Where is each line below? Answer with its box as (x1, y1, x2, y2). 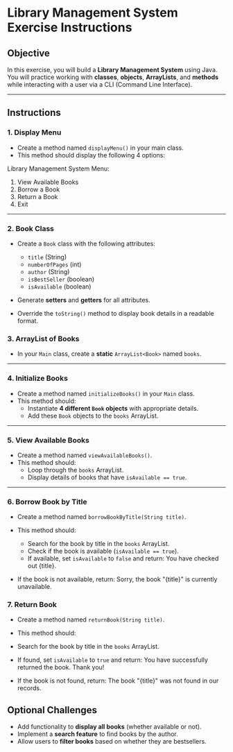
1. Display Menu (7, 128, 62, 137)
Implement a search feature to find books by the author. (17, 730, 178, 738)
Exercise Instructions (7, 19, 132, 35)
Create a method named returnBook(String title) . (17, 615, 165, 624)
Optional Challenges (7, 704, 97, 716)
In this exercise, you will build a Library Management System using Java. (7, 66, 218, 74)
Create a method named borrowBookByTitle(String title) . (17, 513, 187, 521)
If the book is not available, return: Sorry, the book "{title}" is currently (17, 575, 218, 583)
